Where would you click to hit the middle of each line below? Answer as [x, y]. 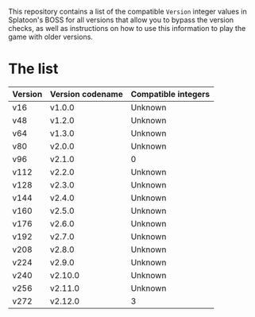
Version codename [87, 94]
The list [33, 69]
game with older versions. [51, 37]
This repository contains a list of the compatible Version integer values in [128, 12]
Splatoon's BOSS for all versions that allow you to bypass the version [121, 20]
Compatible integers [170, 94]
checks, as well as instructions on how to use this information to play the [127, 28]
